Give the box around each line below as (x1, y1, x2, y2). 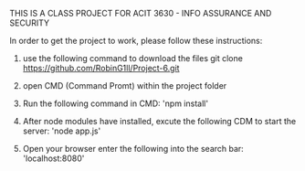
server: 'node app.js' (22, 125, 101, 136)
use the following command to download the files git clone (22, 53, 244, 63)
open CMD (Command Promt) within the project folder (22, 80, 227, 91)
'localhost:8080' (22, 153, 85, 164)
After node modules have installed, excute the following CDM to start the (22, 116, 297, 126)
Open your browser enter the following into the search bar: (22, 144, 244, 154)
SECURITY (9, 17, 50, 28)
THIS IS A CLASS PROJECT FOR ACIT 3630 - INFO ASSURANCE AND (9, 8, 272, 18)
